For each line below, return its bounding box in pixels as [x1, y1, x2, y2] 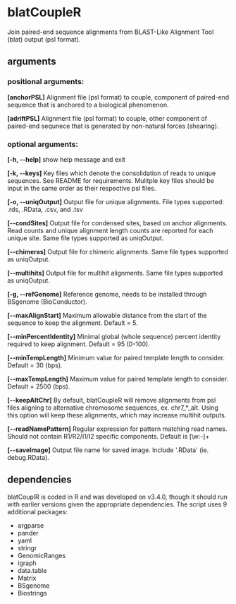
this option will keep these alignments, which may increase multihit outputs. [7, 410, 227, 419]
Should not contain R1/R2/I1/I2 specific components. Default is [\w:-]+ [7, 432, 210, 440]
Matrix [17, 574, 37, 582]
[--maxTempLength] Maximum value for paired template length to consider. [7, 374, 229, 383]
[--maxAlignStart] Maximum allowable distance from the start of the [7, 311, 207, 319]
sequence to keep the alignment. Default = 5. [7, 319, 139, 327]
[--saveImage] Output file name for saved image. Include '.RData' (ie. [7, 446, 209, 454]
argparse [17, 521, 44, 530]
